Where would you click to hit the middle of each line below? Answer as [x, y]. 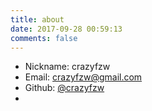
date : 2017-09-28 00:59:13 [66, 29]
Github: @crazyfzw [64, 88]
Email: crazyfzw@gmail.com [83, 77]
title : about [37, 19]
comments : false [44, 38]
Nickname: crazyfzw [67, 67]
